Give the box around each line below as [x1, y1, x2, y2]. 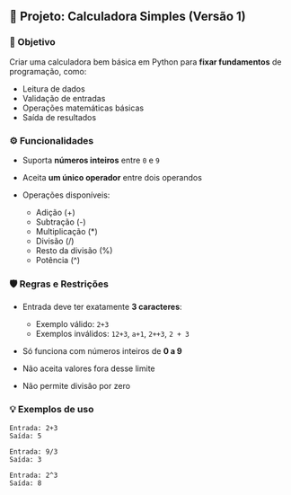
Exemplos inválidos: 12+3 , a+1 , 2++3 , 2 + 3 [35, 329, 190, 340]
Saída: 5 [9, 431, 42, 440]
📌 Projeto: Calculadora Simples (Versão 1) [9, 9, 247, 24]
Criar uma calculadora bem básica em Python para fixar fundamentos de [9, 56, 282, 67]
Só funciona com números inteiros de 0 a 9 [22, 346, 182, 357]
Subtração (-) [35, 217, 87, 227]
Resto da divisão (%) [35, 244, 113, 256]
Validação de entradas [22, 93, 106, 103]
